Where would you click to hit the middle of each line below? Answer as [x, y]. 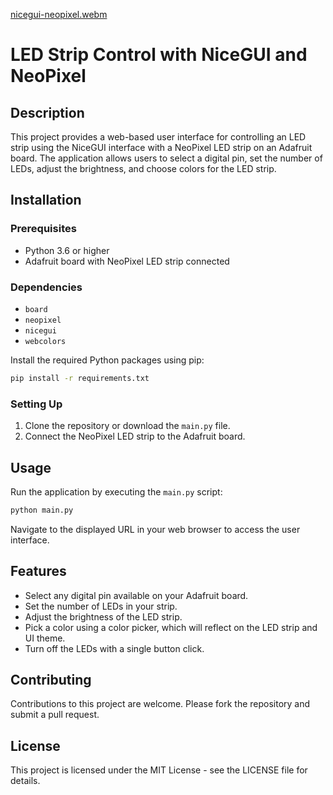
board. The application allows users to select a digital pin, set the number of [166, 158]
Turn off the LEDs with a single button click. [114, 648]
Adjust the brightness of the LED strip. [103, 616]
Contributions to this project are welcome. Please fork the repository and [160, 704]
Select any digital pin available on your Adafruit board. [136, 595]
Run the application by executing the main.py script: [116, 491]
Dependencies [46, 287]
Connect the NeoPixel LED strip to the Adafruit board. [135, 436]
